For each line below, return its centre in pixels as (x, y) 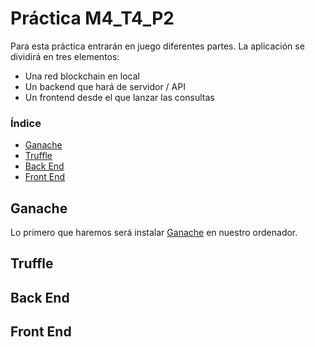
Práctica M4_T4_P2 (92, 18)
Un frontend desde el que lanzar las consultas (119, 97)
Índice (26, 123)
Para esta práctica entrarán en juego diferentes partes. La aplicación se (157, 46)
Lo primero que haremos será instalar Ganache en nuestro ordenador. (154, 233)
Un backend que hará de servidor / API (105, 86)
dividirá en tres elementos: (65, 56)
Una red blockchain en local (82, 76)
